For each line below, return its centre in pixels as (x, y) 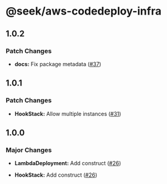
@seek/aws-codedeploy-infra (83, 11)
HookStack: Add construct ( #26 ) (56, 175)
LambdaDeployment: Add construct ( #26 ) (68, 163)
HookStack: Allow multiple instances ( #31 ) (68, 114)
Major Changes (29, 150)
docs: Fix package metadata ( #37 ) (58, 64)
